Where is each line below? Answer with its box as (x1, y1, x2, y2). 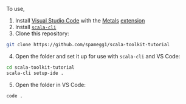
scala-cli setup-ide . (6, 70, 64, 76)
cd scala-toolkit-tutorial (6, 64, 75, 71)
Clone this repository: (15, 30, 69, 37)
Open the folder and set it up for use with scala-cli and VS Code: (15, 52, 181, 60)
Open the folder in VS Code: (15, 81, 86, 88)
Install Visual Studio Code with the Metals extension (15, 17, 145, 24)
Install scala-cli (15, 24, 57, 30)
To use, (6, 5, 26, 12)
